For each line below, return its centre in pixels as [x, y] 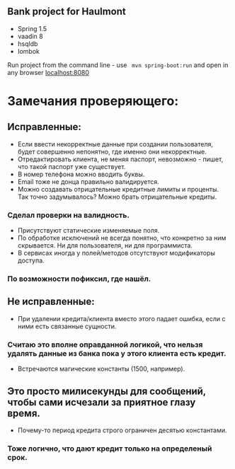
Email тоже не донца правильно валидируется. [88, 181]
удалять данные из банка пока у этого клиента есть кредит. [117, 353]
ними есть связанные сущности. [67, 326]
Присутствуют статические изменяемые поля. [88, 231]
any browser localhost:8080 [48, 72]
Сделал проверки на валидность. [68, 215]
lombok [29, 51]
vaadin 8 [30, 36]
